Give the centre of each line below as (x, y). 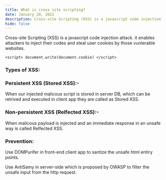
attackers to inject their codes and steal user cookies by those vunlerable (80, 43)
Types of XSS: (23, 70)
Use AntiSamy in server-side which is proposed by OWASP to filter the (77, 167)
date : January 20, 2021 (30, 14)
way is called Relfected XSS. (34, 128)
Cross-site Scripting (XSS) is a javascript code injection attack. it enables (80, 38)
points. (12, 158)
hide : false (17, 24)
